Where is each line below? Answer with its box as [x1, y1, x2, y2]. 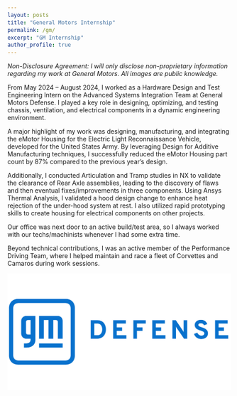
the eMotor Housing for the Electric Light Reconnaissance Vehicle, [7, 135, 202, 144]
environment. [7, 114, 46, 122]
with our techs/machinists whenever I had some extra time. [7, 230, 180, 239]
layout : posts [7, 11, 50, 18]
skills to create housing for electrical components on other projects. [7, 209, 206, 218]
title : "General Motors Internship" [7, 18, 116, 26]
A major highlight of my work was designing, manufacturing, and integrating [7, 127, 230, 136]
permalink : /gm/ [7, 26, 55, 33]
